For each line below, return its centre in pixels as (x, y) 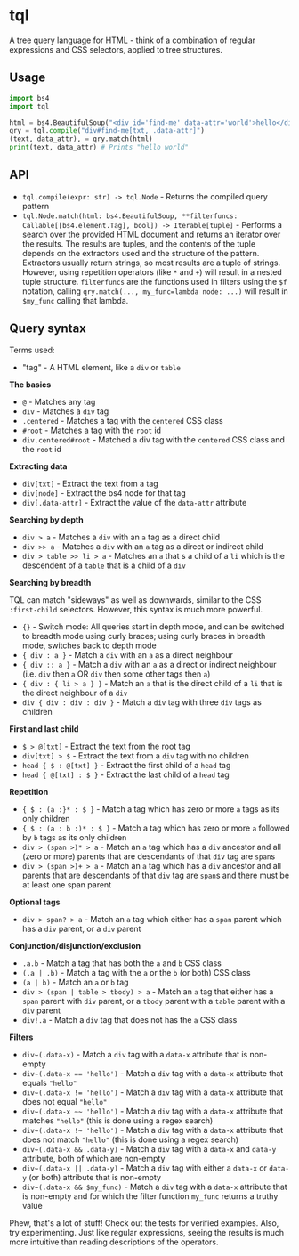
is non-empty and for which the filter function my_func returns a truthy (150, 1196)
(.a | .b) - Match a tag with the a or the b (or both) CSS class (136, 972)
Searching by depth (46, 519)
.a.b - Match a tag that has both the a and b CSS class (122, 963)
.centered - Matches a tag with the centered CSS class (123, 420)
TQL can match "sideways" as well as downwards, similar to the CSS (135, 600)
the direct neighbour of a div (75, 693)
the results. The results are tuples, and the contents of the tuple (139, 243)
